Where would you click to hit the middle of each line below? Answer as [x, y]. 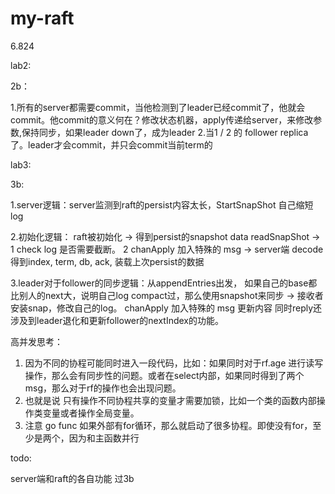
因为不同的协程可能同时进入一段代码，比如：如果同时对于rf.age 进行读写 [174, 363]
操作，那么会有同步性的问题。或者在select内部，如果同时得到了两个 [164, 375]
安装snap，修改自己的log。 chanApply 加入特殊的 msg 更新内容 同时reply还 [166, 308]
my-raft [42, 18]
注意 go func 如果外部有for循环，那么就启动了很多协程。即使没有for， [168, 425]
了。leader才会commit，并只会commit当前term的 [111, 144]
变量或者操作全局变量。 [91, 413]
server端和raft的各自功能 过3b [72, 478]
